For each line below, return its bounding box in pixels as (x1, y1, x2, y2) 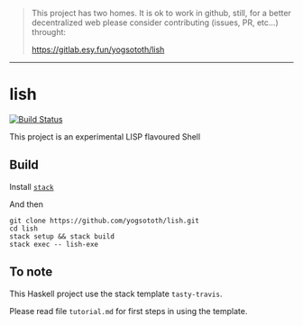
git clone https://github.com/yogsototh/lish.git (9, 216, 200, 225)
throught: (31, 27, 66, 37)
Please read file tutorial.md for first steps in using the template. (9, 305, 248, 316)
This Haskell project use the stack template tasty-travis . (9, 288, 223, 299)
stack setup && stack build (9, 231, 115, 241)
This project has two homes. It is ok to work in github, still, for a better (31, 8, 291, 18)
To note (9, 265, 53, 280)
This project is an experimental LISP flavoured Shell (9, 131, 201, 142)
